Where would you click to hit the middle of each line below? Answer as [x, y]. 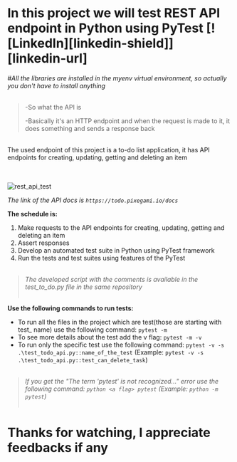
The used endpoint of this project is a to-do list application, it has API [109, 149]
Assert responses [43, 243]
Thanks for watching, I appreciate [109, 433]
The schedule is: [33, 214]
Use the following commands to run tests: [70, 308]
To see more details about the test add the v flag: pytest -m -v [110, 337]
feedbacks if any [58, 448]
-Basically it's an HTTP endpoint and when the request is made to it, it [127, 121]
